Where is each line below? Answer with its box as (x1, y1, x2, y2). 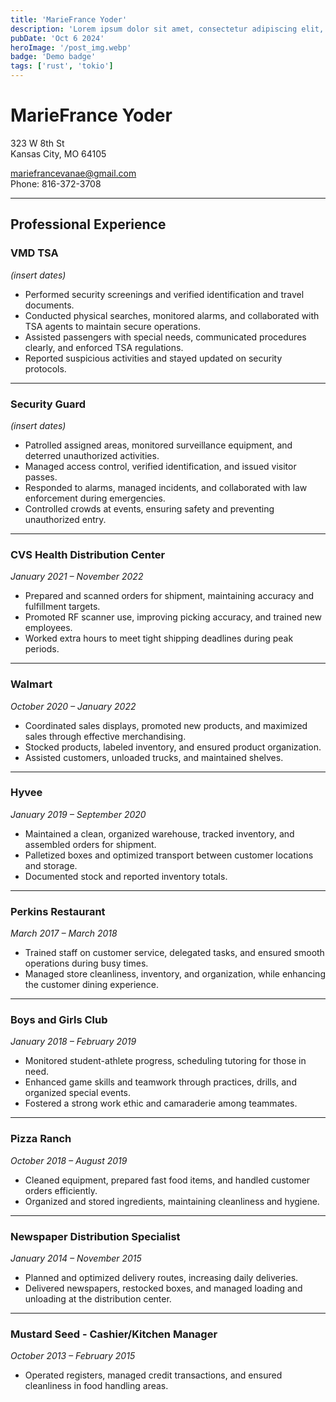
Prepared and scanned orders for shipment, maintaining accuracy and (24, 590, 315, 602)
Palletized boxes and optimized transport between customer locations (24, 849, 314, 861)
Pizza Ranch (10, 1132, 72, 1146)
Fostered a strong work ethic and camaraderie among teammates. (24, 1097, 298, 1110)
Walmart (10, 677, 53, 691)
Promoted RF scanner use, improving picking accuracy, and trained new (24, 611, 323, 623)
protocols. (24, 362, 67, 375)
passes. (24, 471, 58, 483)
